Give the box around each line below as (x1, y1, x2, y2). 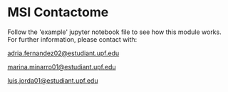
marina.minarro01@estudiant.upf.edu (7, 62, 116, 71)
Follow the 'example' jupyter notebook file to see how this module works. (7, 28, 222, 36)
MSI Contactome (7, 4, 109, 21)
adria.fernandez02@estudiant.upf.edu (7, 49, 120, 57)
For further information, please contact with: (7, 35, 138, 43)
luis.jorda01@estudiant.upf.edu (7, 76, 98, 85)
